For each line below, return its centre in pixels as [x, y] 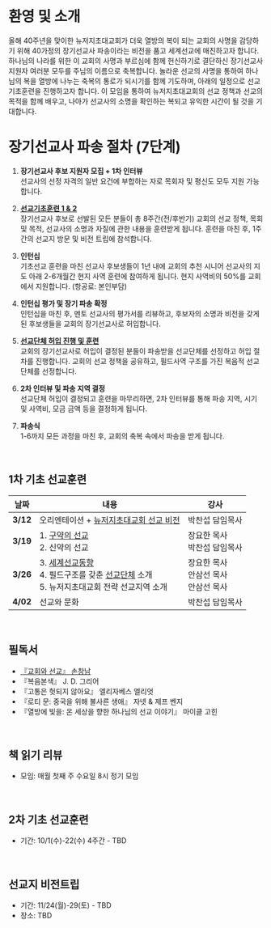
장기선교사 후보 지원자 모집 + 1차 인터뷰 [81, 171]
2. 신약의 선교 [64, 547]
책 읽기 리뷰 [36, 754]
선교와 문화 [59, 602]
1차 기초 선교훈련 [48, 479]
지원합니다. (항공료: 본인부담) [81, 286]
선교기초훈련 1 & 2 [49, 208]
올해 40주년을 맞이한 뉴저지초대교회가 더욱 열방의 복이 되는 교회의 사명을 [123, 40]
